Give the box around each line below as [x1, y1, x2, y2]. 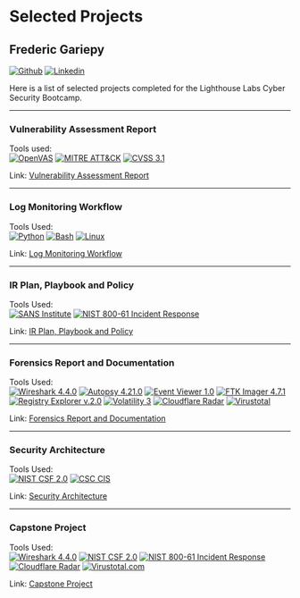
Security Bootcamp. [9, 92, 83, 103]
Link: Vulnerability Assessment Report [9, 170, 150, 181]
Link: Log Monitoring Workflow [9, 248, 123, 258]
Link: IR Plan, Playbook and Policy [9, 325, 134, 336]
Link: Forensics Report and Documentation [9, 413, 167, 424]
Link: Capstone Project [9, 578, 93, 589]
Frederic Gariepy [9, 42, 105, 57]
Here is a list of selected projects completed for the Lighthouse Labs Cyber [9, 83, 286, 93]
